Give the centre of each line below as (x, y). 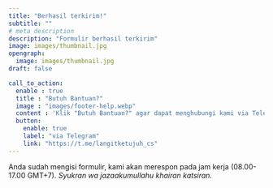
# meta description (41, 31)
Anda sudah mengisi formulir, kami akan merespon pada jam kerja (119, 166)
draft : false (30, 69)
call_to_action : (36, 83)
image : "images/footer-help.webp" (76, 106)
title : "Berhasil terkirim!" (58, 16)
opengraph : (27, 53)
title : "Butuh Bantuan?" (60, 98)
